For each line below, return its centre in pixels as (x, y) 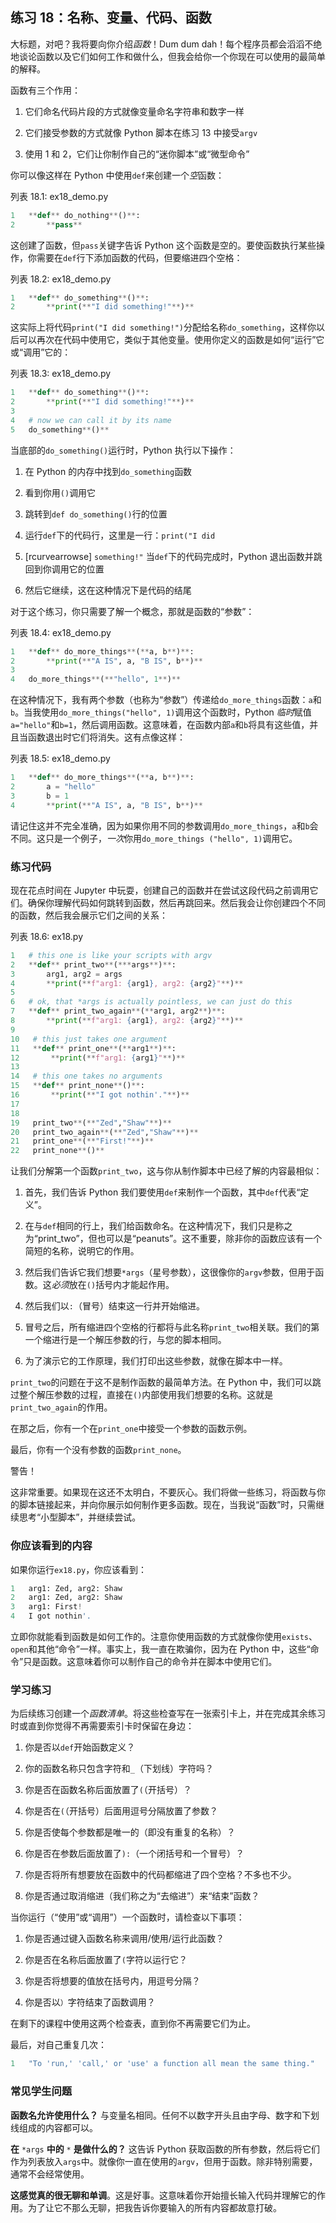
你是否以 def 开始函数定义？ (80, 1747)
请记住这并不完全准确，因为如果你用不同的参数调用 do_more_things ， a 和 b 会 (164, 825)
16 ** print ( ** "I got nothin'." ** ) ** (100, 1095)
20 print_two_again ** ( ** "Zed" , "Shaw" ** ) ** (104, 1132)
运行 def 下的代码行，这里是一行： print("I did (120, 535)
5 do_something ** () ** (60, 429)
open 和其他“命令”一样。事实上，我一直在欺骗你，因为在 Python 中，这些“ (160, 1649)
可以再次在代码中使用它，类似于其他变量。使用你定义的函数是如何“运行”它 (171, 340)
